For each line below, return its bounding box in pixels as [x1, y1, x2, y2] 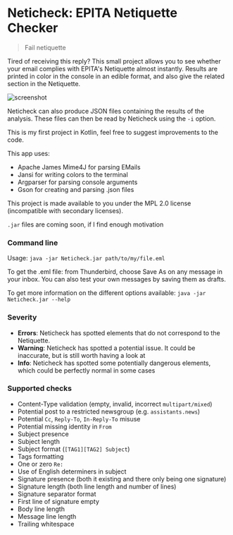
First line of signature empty [17, 497, 100, 505]
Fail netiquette [24, 43, 66, 52]
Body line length [17, 505, 65, 513]
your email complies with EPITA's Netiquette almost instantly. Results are [7, 64, 218, 73]
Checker [7, 20, 58, 36]
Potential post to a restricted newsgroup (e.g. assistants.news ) [17, 407, 201, 416]
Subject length [17, 437, 60, 445]
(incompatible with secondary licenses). [7, 206, 123, 215]
